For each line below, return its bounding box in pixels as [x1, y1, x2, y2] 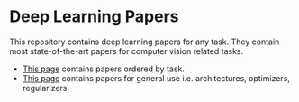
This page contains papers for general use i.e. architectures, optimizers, [22, 72, 291, 83]
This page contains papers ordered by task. [22, 63, 185, 74]
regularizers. [22, 82, 70, 93]
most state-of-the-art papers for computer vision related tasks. [9, 45, 244, 56]
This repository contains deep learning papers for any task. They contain [9, 36, 280, 47]
